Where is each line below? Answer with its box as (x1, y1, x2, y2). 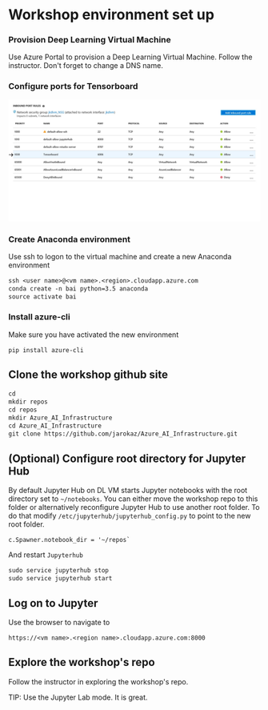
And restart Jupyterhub (8, 550, 84, 560)
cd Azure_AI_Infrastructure (8, 422, 102, 430)
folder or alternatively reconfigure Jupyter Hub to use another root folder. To (8, 503, 260, 512)
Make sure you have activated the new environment (8, 330, 179, 339)
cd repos (8, 406, 38, 414)
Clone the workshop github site (8, 367, 168, 381)
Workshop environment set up (8, 6, 214, 24)
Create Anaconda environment (8, 234, 130, 245)
